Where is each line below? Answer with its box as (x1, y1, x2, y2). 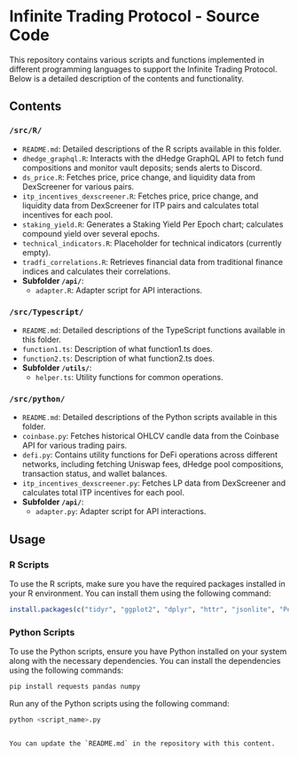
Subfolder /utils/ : (21, 362, 92, 373)
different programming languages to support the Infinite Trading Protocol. (9, 64, 278, 74)
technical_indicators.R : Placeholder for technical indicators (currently (21, 238, 282, 248)
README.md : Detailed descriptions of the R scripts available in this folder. (21, 144, 282, 154)
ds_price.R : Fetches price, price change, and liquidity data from (21, 171, 255, 183)
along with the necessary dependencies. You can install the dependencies (9, 656, 281, 667)
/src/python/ (9, 394, 66, 404)
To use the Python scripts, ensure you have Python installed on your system (9, 646, 287, 657)
